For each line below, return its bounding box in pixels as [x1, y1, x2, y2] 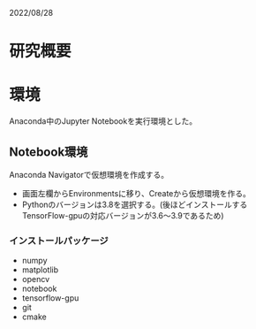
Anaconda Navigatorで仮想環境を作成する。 [9, 169, 169, 180]
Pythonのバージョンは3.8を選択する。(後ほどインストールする [21, 199, 248, 210]
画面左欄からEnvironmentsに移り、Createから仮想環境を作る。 [21, 187, 252, 198]
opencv [21, 274, 50, 285]
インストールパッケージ [9, 234, 109, 247]
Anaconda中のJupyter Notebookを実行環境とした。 [9, 116, 197, 126]
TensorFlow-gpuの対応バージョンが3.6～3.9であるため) [21, 210, 224, 220]
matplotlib [21, 264, 59, 275]
